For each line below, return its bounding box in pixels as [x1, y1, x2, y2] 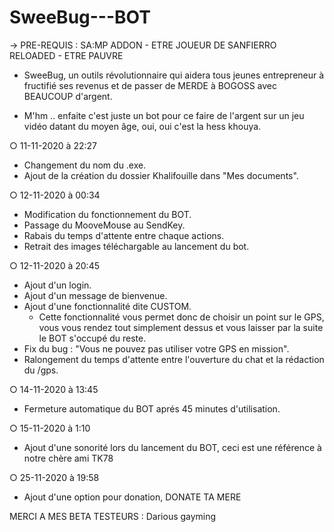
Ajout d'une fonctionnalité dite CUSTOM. [23, 300, 192, 312]
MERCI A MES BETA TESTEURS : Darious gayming [9, 510, 217, 522]
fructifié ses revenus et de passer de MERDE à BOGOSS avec [23, 79, 278, 91]
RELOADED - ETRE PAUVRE [9, 49, 124, 61]
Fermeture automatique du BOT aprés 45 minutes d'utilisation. [23, 402, 281, 415]
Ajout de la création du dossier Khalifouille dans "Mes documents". [23, 169, 299, 181]
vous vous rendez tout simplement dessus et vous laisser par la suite [38, 321, 324, 333]
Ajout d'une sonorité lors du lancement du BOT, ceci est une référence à [23, 441, 322, 453]
